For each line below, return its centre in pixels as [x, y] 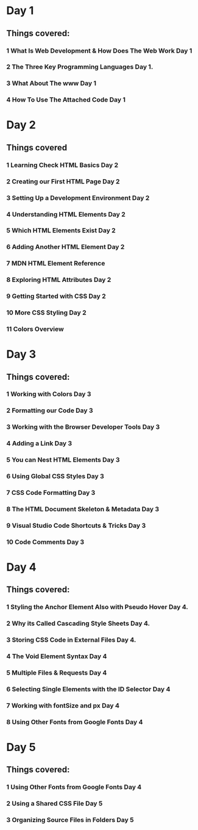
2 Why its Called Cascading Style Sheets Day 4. [78, 623]
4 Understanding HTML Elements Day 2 [66, 214]
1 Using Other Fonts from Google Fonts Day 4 [74, 787]
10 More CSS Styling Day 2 [46, 313]
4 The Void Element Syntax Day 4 [57, 656]
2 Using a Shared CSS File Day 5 [55, 804]
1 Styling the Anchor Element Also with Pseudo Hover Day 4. [97, 607]
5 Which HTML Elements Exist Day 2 [61, 231]
